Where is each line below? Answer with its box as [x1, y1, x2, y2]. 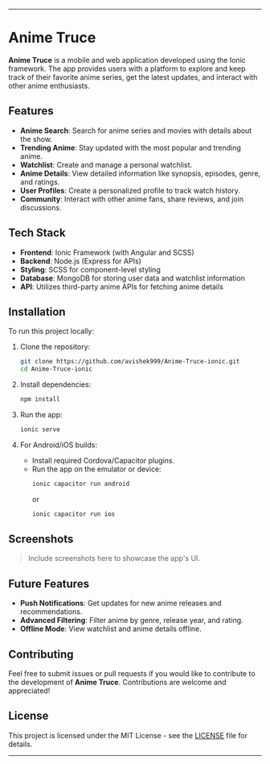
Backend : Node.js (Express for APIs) [19, 255, 142, 266]
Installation [8, 305, 66, 318]
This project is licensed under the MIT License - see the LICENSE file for [8, 730, 247, 740]
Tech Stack [8, 226, 66, 240]
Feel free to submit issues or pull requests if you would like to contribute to [8, 669, 256, 679]
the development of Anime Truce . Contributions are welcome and [8, 678, 227, 687]
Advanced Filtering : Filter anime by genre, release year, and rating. [19, 616, 243, 625]
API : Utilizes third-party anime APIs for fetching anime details [19, 281, 223, 291]
